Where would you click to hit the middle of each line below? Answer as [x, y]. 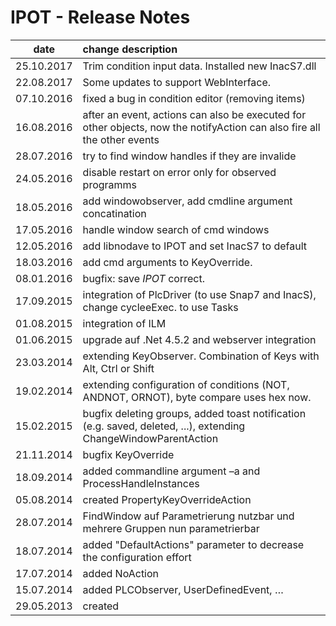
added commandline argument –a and [171, 471]
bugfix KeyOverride [128, 454]
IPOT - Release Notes [100, 17]
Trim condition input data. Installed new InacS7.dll [199, 66]
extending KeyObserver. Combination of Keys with [201, 356]
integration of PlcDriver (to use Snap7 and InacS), [199, 294]
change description [130, 49]
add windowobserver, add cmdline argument [187, 201]
